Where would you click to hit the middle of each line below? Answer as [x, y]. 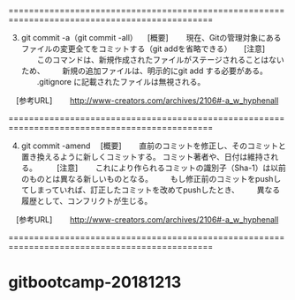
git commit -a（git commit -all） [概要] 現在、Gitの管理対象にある [151, 37]
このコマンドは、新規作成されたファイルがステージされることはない [160, 60]
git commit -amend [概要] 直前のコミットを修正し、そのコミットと [153, 146]
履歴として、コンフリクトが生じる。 [87, 201]
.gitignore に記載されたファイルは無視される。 [121, 82]
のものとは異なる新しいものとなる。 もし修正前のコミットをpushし [151, 179]
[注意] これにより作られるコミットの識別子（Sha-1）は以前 [171, 168]
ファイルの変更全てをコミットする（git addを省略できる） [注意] [143, 49]
